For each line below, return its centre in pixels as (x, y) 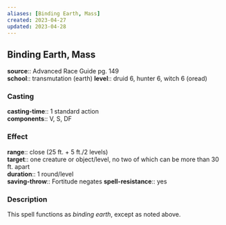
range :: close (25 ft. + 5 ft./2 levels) (58, 152)
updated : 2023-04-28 (37, 26)
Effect (18, 137)
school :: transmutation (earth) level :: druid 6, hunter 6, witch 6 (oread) (107, 79)
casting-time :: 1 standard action (53, 111)
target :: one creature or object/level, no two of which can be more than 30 (113, 159)
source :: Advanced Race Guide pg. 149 (63, 71)
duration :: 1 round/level (40, 174)
